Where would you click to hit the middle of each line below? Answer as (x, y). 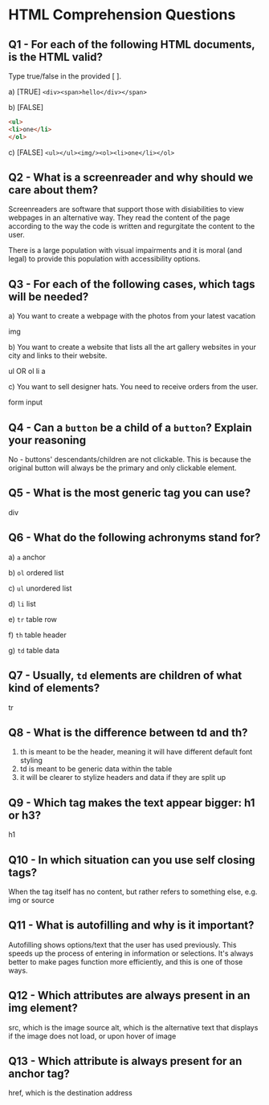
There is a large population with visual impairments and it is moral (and (125, 250)
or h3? (25, 815)
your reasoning (47, 440)
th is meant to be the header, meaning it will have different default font (136, 752)
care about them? (53, 190)
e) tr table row (33, 619)
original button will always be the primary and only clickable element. (122, 468)
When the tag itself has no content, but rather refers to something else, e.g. (133, 892)
